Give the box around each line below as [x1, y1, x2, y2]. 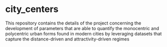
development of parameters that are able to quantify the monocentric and [5, 25, 159, 31]
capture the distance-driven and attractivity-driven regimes [5, 36, 129, 42]
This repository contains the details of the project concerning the [5, 20, 141, 26]
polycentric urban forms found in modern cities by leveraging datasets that [5, 30, 162, 36]
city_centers [5, 3, 59, 15]
